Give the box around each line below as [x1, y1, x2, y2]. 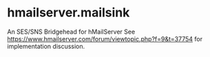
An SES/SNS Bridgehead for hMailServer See [7, 27, 136, 36]
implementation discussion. [7, 42, 85, 50]
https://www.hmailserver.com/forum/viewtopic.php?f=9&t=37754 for [7, 34, 203, 43]
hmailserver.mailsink [7, 5, 130, 21]
